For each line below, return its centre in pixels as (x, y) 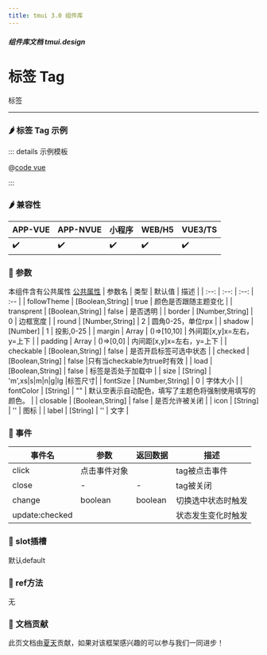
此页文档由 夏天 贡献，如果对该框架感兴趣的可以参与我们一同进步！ (116, 643)
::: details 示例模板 (38, 152)
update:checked (43, 515)
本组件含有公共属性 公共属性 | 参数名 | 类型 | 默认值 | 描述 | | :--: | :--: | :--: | (131, 291)
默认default (27, 560)
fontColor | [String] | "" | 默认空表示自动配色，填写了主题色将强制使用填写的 (132, 391)
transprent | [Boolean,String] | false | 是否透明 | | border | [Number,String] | (131, 311)
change (27, 500)
